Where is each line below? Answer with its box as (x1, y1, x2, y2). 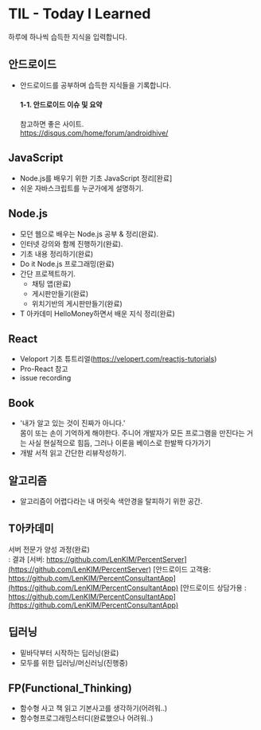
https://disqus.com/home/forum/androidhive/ (19, 128, 169, 138)
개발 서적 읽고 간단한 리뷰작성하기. (19, 448, 127, 458)
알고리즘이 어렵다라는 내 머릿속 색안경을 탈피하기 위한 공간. (19, 497, 203, 506)
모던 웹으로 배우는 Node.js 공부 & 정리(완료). (19, 228, 159, 239)
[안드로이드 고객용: (153, 564, 212, 574)
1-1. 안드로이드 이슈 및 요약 (19, 100, 103, 110)
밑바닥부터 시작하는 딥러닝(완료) (19, 648, 119, 658)
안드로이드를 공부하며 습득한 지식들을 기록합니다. (19, 80, 171, 90)
